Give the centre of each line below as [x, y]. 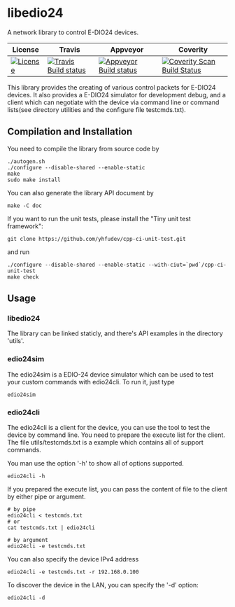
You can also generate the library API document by [80, 193]
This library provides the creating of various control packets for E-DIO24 [112, 87]
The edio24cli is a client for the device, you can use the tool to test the [109, 428]
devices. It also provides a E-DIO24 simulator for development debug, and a [116, 95]
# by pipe [22, 510]
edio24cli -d [26, 598]
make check [23, 277]
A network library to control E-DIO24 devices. [73, 32]
